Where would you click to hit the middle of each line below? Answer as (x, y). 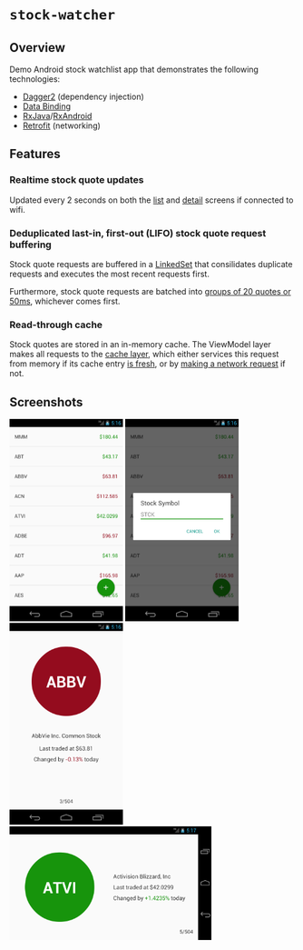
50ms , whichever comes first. (65, 301)
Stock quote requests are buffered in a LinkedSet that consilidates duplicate (151, 264)
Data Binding (46, 106)
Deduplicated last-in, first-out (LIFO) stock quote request (138, 233)
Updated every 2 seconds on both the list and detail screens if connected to (151, 200)
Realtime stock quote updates (77, 180)
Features (35, 154)
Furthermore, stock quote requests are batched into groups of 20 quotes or (151, 291)
